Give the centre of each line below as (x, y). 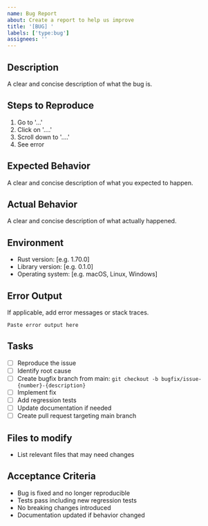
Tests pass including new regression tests (77, 500)
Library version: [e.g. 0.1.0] (55, 267)
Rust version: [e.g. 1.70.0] (53, 259)
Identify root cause (44, 370)
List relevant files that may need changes (76, 455)
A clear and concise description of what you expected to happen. (100, 182)
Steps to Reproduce (51, 105)
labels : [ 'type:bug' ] (38, 33)
